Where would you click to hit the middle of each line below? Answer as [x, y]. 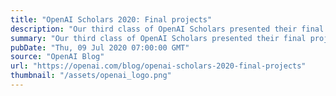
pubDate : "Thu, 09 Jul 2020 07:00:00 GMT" [100, 47]
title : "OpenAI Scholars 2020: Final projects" [111, 19]
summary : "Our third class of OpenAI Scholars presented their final [158, 38]
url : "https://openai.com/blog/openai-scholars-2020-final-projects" [158, 66]
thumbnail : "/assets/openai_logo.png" [91, 76]
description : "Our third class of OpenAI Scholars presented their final [167, 29]
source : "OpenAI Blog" [57, 57]
